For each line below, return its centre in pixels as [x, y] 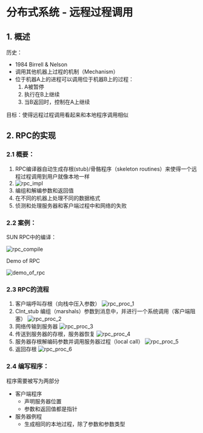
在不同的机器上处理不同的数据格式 [58, 198]
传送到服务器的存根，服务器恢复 [55, 334]
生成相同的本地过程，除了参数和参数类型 [75, 424]
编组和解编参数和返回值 [44, 190]
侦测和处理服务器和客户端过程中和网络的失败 [71, 205]
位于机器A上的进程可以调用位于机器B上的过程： [75, 79]
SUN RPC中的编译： [32, 237]
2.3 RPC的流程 [28, 289]
